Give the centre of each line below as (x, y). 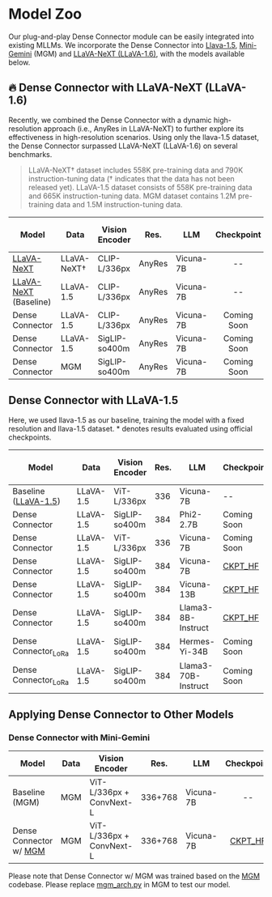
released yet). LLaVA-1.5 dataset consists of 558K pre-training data (140, 187)
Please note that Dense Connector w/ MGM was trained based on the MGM (134, 876)
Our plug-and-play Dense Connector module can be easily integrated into (132, 36)
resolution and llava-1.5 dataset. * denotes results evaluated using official (131, 428)
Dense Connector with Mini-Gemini (79, 738)
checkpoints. (30, 437)
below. (19, 62)
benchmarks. (30, 154)
